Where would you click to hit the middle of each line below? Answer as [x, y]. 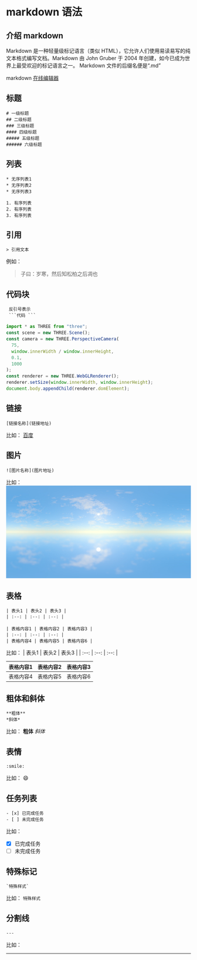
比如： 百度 [20, 435]
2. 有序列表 [19, 209]
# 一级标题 [18, 113]
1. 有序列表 [19, 203]
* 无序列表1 [19, 179]
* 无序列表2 [19, 185]
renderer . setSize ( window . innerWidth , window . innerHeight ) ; [80, 383]
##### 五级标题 [23, 138]
